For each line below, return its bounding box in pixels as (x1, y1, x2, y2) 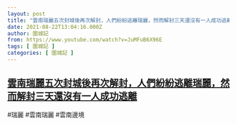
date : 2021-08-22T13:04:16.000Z (7, 23, 102, 30)
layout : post (7, 10, 46, 18)
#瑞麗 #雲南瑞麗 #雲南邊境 (7, 110, 85, 119)
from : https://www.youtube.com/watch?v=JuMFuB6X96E (7, 37, 162, 44)
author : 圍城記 (7, 29, 49, 37)
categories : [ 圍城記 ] (7, 50, 74, 57)
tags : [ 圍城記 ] (7, 43, 55, 50)
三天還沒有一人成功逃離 (35, 91, 138, 103)
